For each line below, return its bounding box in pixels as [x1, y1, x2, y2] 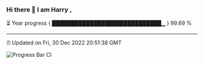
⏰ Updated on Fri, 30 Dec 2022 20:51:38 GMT [6, 39, 122, 46]
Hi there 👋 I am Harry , [6, 5, 72, 14]
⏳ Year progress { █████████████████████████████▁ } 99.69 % [6, 19, 192, 27]
